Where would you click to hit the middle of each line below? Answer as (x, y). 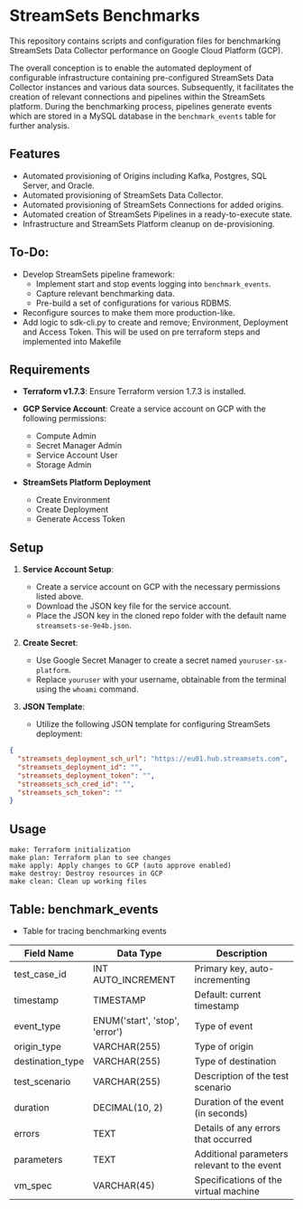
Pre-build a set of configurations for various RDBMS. (133, 303)
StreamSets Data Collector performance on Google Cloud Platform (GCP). (147, 50)
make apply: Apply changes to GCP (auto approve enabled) (120, 866)
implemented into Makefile (72, 341)
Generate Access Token (80, 519)
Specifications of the (238, 1179)
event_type (37, 1025)
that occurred (223, 1138)
